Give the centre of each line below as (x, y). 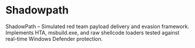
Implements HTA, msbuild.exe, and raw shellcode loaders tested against (93, 32)
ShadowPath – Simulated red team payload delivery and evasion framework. (97, 26)
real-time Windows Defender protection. (54, 39)
